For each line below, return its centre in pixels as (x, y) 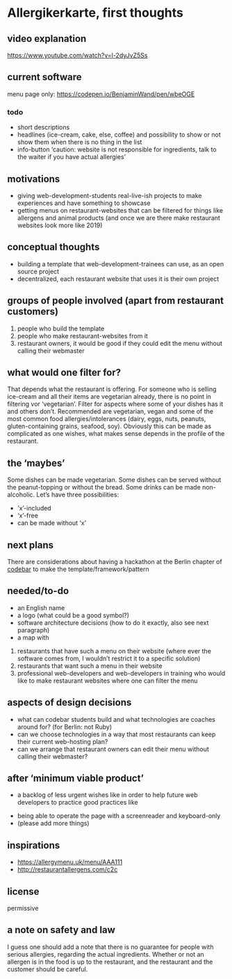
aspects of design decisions (69, 703)
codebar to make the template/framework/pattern (78, 569)
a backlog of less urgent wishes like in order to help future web (107, 795)
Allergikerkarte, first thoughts (96, 13)
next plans (31, 545)
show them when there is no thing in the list (80, 142)
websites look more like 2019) (60, 225)
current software (44, 77)
